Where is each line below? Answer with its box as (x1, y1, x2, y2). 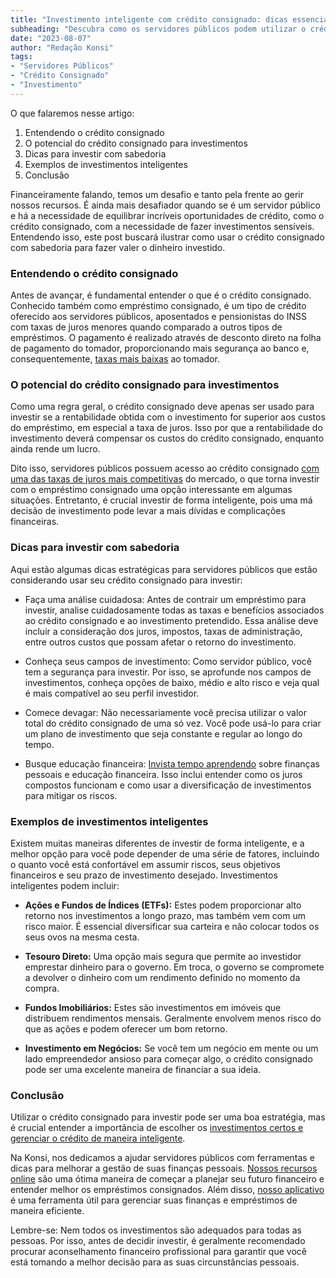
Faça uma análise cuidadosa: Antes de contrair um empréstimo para (24, 593, 307, 605)
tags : (10, 52, 33, 62)
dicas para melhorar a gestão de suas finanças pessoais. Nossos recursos (10, 1162, 318, 1175)
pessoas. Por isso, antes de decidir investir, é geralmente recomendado (10, 1235, 306, 1247)
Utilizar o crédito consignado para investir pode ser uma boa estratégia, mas (10, 1111, 326, 1123)
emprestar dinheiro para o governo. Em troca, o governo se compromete (24, 961, 325, 973)
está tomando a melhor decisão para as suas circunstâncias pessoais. (10, 1256, 300, 1268)
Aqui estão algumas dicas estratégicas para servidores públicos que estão (10, 563, 318, 575)
